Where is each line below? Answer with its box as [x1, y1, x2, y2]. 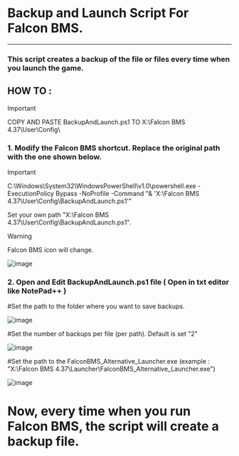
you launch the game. [7, 63, 84, 72]
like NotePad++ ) [7, 286, 67, 295]
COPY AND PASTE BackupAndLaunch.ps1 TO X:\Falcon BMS [7, 117, 186, 126]
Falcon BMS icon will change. [7, 245, 94, 254]
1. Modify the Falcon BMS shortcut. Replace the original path [7, 143, 221, 153]
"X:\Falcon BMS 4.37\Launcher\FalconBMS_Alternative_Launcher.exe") [7, 364, 216, 374]
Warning [7, 232, 32, 240]
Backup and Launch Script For [7, 5, 189, 21]
